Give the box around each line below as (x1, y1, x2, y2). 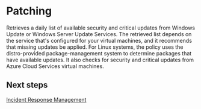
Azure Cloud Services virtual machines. (6, 62, 104, 70)
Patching (6, 4, 52, 18)
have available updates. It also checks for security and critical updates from (6, 56, 194, 63)
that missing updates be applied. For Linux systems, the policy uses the (6, 43, 184, 51)
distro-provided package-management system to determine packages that (6, 49, 192, 57)
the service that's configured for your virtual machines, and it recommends (6, 37, 193, 44)
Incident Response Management (6, 96, 87, 103)
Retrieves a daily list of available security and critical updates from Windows (6, 24, 196, 31)
